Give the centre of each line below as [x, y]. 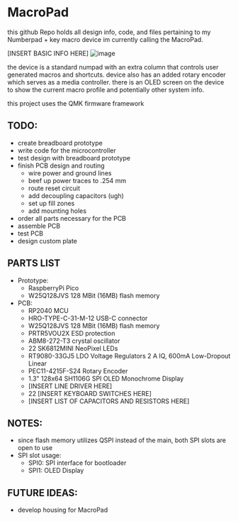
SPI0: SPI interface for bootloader [77, 463]
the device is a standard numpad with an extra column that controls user [113, 67]
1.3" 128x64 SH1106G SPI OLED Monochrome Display [106, 378]
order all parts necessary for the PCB [72, 218]
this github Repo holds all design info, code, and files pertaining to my [109, 32]
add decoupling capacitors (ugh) [76, 195]
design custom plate [47, 241]
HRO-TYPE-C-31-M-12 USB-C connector [88, 318]
